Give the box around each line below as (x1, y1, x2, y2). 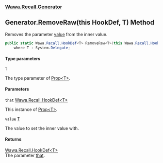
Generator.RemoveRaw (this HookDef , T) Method (5, 18, 154, 27)
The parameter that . (5, 152, 45, 159)
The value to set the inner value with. (5, 125, 79, 131)
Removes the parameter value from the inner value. (5, 31, 108, 37)
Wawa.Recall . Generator (5, 3, 62, 10)
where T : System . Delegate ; (14, 45, 70, 50)
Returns (5, 136, 22, 142)
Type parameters (5, 56, 41, 62)
